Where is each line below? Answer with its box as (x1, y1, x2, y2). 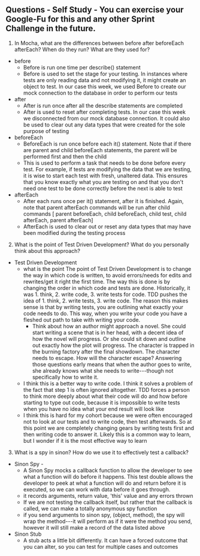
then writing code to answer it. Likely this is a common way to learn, (23, 431, 191, 438)
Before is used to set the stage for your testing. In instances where (23, 70, 188, 77)
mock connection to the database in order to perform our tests (23, 89, 178, 96)
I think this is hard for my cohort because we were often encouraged (23, 412, 193, 419)
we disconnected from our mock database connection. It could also (23, 114, 190, 122)
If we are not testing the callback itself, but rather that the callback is (23, 498, 193, 506)
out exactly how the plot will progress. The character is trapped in (32, 342, 195, 349)
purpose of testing (23, 127, 69, 134)
